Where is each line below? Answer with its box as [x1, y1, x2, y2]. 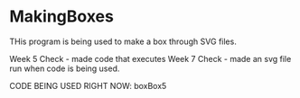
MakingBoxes [9, 6, 115, 27]
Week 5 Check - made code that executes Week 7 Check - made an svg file [9, 53, 292, 64]
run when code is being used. [9, 63, 120, 74]
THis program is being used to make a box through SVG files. [9, 36, 237, 47]
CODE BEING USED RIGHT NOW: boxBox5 [9, 80, 167, 91]
